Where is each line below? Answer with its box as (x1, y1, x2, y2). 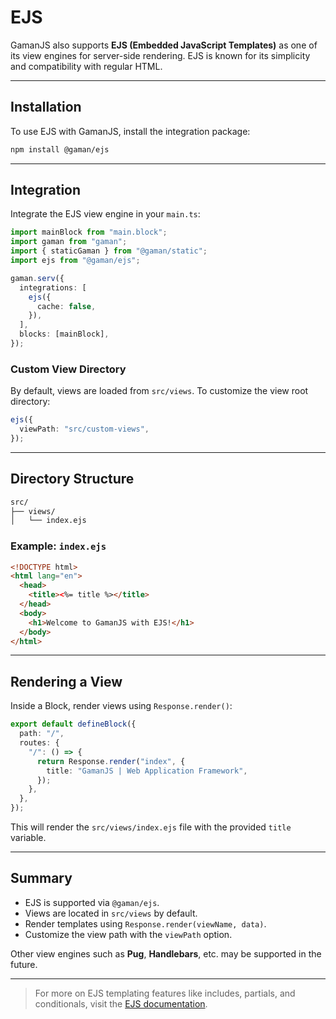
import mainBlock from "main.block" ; (10, 227, 168, 238)
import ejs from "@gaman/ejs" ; (10, 256, 141, 266)
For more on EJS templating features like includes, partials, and (34, 987, 296, 999)
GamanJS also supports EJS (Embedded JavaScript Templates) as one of (10, 39, 318, 51)
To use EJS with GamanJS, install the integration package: (10, 125, 251, 137)
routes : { (19, 738, 60, 748)
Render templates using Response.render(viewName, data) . (24, 917, 267, 930)
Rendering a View (10, 673, 123, 690)
